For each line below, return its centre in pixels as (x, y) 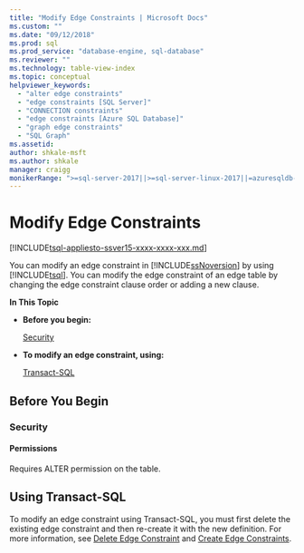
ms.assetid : (32, 144)
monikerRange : (36, 178)
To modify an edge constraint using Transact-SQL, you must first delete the (150, 519)
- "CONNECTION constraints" (71, 111)
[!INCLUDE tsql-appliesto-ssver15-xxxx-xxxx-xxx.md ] (108, 248)
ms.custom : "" (36, 26)
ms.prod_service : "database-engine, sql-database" (107, 52)
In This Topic (34, 302)
